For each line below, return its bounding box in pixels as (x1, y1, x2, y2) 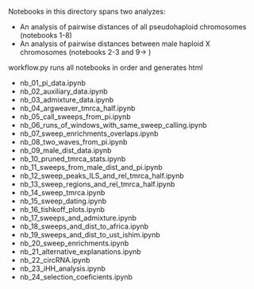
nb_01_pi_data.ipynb (19, 79, 86, 87)
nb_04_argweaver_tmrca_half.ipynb (19, 103, 136, 113)
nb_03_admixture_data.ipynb (19, 95, 114, 104)
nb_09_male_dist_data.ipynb (19, 146, 112, 155)
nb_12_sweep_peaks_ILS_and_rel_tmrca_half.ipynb (19, 171, 184, 180)
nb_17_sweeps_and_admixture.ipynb (19, 214, 137, 222)
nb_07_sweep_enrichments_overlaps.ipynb (19, 129, 159, 138)
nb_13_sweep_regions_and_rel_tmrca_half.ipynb (19, 179, 175, 189)
